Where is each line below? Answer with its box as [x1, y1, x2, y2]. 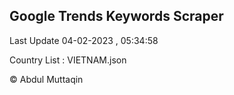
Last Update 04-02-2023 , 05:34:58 [9, 34, 159, 46]
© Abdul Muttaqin [9, 73, 84, 85]
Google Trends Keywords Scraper [9, 8, 224, 25]
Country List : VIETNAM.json [9, 54, 127, 66]
